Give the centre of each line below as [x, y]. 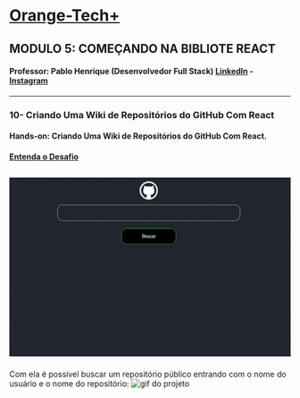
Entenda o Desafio [44, 157]
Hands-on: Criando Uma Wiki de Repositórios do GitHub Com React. [138, 136]
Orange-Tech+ [65, 16]
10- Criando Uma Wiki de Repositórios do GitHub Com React [142, 114]
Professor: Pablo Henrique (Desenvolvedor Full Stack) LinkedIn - [132, 72]
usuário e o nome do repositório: [69, 383]
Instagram [29, 80]
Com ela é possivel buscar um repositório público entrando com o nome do [148, 374]
